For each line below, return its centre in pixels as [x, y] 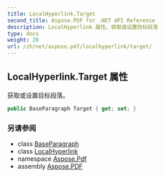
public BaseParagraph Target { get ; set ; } [72, 109]
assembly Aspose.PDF [50, 166]
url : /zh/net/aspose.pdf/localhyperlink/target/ [80, 47]
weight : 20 [23, 40]
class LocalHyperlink [48, 151]
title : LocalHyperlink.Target [52, 14]
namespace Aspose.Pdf [52, 159]
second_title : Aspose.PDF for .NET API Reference [81, 20]
